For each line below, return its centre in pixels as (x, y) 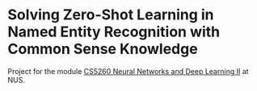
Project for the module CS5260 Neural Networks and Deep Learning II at (128, 71)
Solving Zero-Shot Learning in (111, 15)
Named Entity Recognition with (114, 32)
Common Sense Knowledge (103, 49)
